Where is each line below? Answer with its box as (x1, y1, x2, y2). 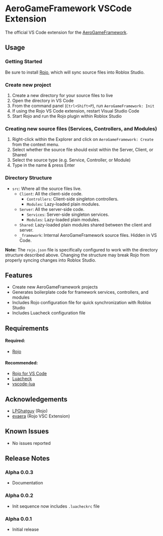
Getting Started (5, 58, 42, 65)
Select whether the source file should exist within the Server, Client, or (12, 147, 154, 153)
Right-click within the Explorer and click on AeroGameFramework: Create (12, 136, 154, 142)
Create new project (5, 81, 52, 88)
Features (5, 271, 33, 279)
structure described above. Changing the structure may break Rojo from (5, 252, 150, 258)
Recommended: (5, 360, 38, 365)
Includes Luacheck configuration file (12, 310, 86, 316)
